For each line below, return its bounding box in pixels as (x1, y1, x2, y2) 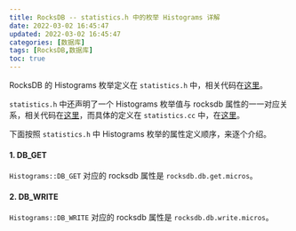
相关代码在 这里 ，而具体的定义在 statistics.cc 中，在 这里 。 (24, 110, 244, 120)
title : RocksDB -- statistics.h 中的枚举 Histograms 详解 (9, 12, 220, 22)
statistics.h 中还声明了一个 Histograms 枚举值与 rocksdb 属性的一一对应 (9, 99, 280, 109)
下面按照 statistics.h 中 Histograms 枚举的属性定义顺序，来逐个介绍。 (9, 129, 272, 139)
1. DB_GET (9, 149, 47, 160)
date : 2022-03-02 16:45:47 (9, 21, 109, 30)
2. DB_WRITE (9, 191, 59, 202)
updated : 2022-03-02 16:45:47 (9, 29, 122, 38)
